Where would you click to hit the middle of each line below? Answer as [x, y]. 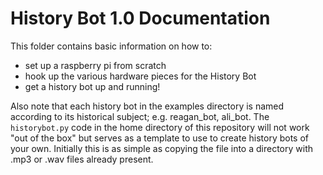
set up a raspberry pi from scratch [95, 65]
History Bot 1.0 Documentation [140, 18]
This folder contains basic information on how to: [111, 46]
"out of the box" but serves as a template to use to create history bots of [160, 138]
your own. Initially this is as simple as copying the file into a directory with [162, 148]
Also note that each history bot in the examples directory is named [147, 106]
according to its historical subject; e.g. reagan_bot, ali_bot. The [140, 116]
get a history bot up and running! [92, 86]
